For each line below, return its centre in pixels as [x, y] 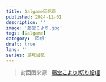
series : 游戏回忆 [26, 55]
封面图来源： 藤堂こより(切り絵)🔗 [60, 72]
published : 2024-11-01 [34, 17]
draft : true [21, 45]
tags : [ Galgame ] [26, 33]
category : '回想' [26, 39]
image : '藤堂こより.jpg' [34, 28]
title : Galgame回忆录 [31, 11]
